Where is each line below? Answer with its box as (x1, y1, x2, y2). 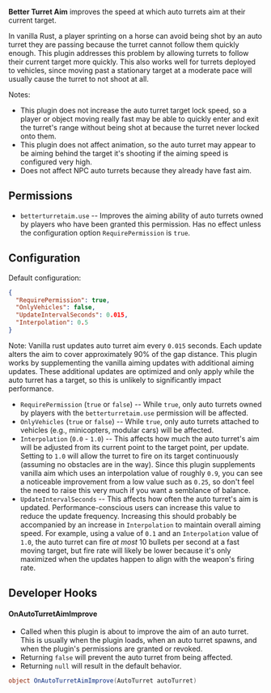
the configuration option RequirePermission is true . (19, 227, 191, 237)
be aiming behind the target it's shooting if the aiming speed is (19, 149, 229, 158)
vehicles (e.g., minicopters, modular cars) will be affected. (19, 425, 214, 435)
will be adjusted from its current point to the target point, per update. (19, 442, 249, 452)
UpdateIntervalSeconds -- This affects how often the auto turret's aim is (19, 494, 259, 504)
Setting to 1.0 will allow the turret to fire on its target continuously (19, 451, 239, 461)
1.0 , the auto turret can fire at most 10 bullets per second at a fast (19, 537, 240, 546)
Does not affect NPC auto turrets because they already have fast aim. (19, 166, 252, 175)
